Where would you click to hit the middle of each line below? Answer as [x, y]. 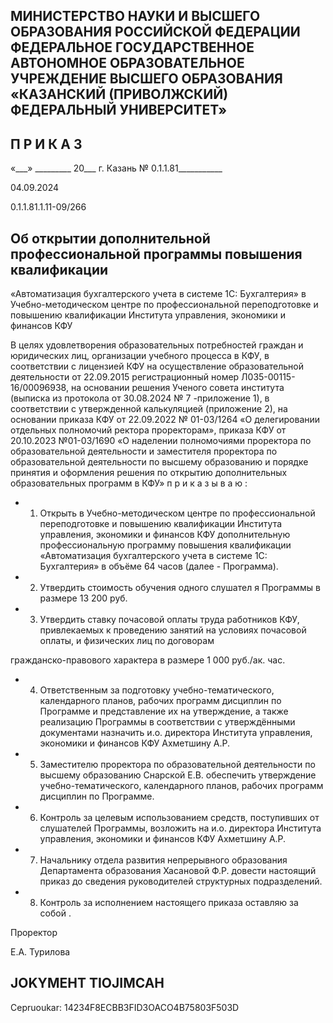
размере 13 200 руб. [83, 598]
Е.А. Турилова [40, 952]
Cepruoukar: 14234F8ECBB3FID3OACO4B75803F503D [125, 1007]
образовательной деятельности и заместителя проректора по [144, 451]
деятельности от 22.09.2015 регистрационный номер [125, 377]
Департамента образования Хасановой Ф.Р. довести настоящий [178, 871]
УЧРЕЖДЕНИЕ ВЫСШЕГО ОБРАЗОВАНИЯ [146, 79]
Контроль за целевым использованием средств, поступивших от [179, 818]
